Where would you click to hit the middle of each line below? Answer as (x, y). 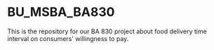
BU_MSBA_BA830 (61, 12)
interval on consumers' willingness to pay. (68, 38)
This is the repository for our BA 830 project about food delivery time (107, 31)
